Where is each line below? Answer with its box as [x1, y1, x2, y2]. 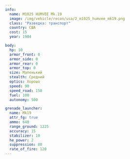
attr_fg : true [9, 115, 38, 120]
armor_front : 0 [9, 52, 40, 57]
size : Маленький [9, 70, 42, 75]
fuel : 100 [9, 93, 29, 98]
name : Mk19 [9, 110, 32, 116]
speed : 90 [9, 84, 29, 88]
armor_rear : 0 [9, 61, 38, 66]
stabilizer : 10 [9, 133, 40, 138]
